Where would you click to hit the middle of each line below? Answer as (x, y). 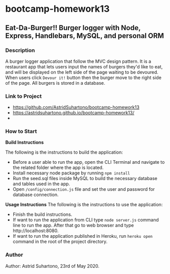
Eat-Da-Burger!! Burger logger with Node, (73, 28)
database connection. (35, 195)
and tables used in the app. (41, 184)
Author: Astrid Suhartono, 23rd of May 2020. (52, 266)
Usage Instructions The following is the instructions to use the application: (84, 205)
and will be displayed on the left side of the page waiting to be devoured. (82, 72)
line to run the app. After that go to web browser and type (73, 226)
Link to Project (23, 96)
